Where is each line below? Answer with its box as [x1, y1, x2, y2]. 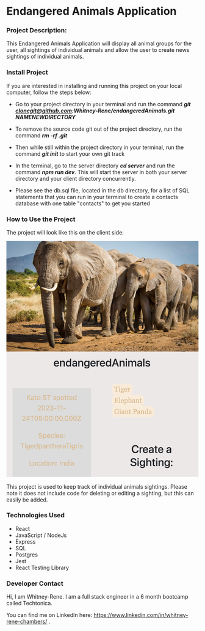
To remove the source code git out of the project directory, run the [15, 125, 182, 133]
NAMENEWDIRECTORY [15, 113, 76, 120]
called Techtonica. [6, 600, 53, 607]
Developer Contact [6, 579, 64, 588]
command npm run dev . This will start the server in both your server [15, 168, 188, 175]
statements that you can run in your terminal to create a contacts [15, 193, 178, 200]
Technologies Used [6, 511, 65, 520]
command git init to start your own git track [15, 150, 125, 157]
